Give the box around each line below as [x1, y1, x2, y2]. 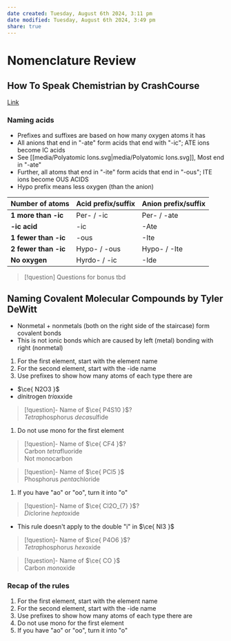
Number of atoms [10, 199, 70, 208]
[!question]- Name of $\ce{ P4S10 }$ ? [23, 406, 132, 414]
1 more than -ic [10, 210, 64, 220]
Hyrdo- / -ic [76, 255, 117, 265]
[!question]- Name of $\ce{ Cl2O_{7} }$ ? [23, 502, 140, 510]
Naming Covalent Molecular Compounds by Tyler [7, 293, 223, 305]
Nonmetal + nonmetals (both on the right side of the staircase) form [17, 322, 210, 330]
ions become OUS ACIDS [17, 175, 89, 183]
